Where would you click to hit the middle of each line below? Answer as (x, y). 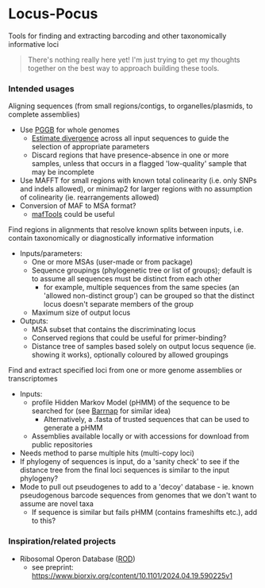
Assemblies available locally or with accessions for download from (140, 436)
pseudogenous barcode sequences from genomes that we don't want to (138, 495)
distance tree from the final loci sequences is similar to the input (125, 470)
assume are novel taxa (56, 504)
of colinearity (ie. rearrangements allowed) (90, 197)
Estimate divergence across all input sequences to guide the (130, 138)
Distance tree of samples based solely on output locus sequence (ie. (144, 346)
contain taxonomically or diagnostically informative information (111, 238)
